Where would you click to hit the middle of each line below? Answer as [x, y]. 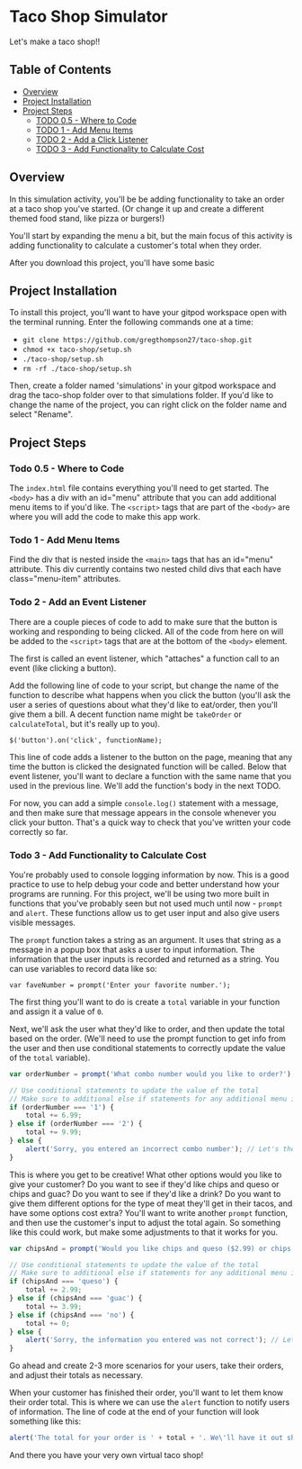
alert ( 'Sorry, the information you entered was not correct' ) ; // [152, 1340]
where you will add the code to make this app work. [105, 517]
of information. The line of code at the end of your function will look [134, 1412]
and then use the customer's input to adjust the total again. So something [145, 1222]
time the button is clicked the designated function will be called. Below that [148, 766]
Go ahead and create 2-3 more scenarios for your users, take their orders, [147, 1365]
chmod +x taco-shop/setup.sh [77, 350]
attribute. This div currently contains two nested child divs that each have [145, 569]
